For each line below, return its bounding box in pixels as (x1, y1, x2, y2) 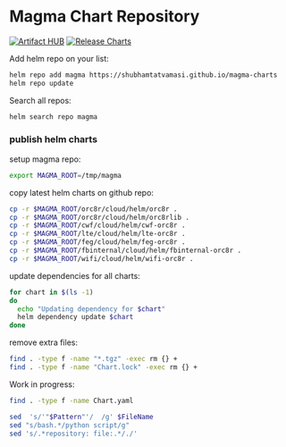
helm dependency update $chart (17, 313, 134, 322)
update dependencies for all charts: (9, 270, 140, 281)
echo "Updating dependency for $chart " (17, 304, 166, 314)
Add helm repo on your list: (9, 53, 109, 63)
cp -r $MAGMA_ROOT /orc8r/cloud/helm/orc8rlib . (9, 213, 190, 222)
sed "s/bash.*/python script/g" (9, 420, 130, 430)
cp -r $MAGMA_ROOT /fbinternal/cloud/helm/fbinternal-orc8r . (9, 246, 242, 256)
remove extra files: (9, 337, 79, 348)
